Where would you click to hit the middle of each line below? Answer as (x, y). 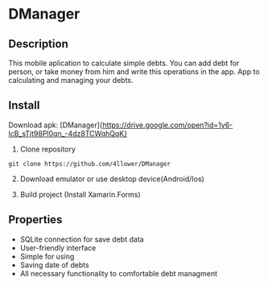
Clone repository (48, 149)
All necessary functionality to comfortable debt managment (118, 273)
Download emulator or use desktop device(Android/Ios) (112, 179)
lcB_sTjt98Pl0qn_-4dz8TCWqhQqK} (68, 133)
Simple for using (47, 256)
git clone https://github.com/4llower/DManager (90, 164)
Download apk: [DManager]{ (56, 125)
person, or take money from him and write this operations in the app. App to (134, 72)
